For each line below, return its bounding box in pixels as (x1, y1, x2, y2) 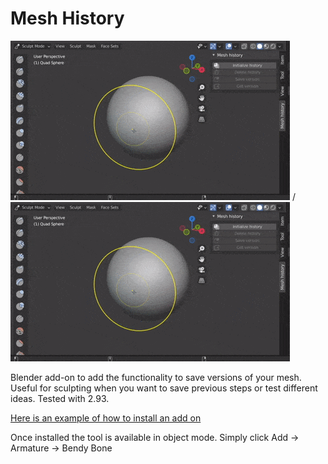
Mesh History (10, 7, 125, 30)
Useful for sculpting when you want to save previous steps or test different (10, 382, 318, 394)
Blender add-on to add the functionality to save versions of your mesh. (10, 371, 302, 383)
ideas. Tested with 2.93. (10, 392, 110, 404)
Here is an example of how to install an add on (10, 412, 202, 424)
